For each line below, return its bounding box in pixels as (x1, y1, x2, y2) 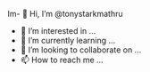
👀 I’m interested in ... (20, 26, 96, 36)
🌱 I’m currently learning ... (20, 36, 116, 45)
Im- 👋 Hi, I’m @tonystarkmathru (7, 9, 123, 19)
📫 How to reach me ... (20, 54, 104, 65)
